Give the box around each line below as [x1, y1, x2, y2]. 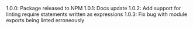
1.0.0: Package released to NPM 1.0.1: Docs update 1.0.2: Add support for [6, 5, 181, 11]
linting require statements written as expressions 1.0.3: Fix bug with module [6, 11, 188, 18]
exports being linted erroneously [6, 17, 85, 23]
